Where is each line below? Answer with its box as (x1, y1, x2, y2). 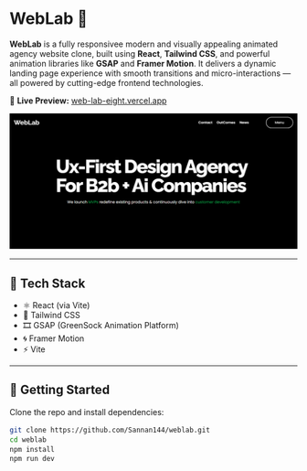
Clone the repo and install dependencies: (9, 406, 164, 417)
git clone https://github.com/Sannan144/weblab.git (9, 425, 210, 434)
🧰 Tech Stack (9, 275, 86, 291)
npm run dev (9, 455, 55, 464)
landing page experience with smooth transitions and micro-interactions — (9, 68, 291, 79)
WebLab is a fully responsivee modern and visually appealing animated (9, 38, 279, 49)
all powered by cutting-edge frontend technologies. (9, 77, 204, 88)
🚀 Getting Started (9, 382, 111, 398)
